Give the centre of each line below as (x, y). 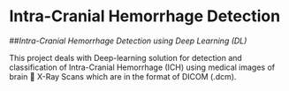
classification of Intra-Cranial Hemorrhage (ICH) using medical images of (142, 67)
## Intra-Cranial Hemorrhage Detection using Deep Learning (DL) (128, 41)
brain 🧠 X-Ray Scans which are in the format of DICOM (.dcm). (123, 76)
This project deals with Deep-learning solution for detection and (126, 57)
